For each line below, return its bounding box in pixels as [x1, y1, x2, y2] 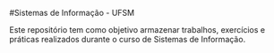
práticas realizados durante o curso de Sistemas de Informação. [9, 34, 246, 44]
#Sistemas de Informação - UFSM [9, 8, 135, 18]
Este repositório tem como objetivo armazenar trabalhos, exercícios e [9, 25, 266, 34]
